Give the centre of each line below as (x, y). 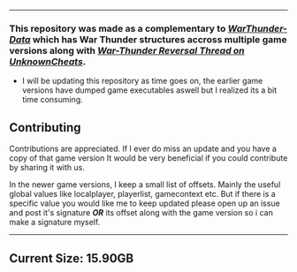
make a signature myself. (55, 223)
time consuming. (53, 100)
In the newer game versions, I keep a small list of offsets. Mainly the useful (145, 185)
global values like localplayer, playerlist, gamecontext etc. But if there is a (142, 194)
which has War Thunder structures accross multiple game (160, 39)
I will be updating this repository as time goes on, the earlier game (142, 81)
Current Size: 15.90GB (72, 258)
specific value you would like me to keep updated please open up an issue (145, 203)
